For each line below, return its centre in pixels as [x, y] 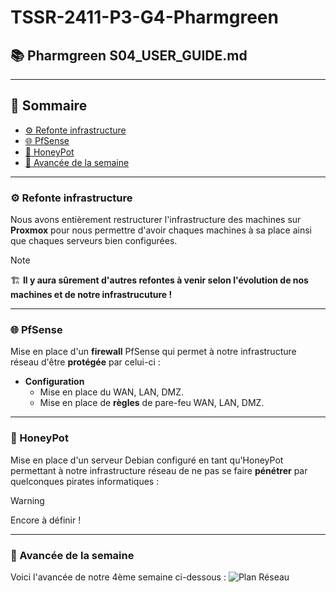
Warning [27, 500]
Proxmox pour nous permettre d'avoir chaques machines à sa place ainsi [161, 230]
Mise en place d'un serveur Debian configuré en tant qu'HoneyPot [147, 460]
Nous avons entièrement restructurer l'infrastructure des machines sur [156, 220]
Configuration [54, 382]
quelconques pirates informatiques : [85, 481]
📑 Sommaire [49, 106]
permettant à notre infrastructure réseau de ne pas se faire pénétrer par [159, 470]
